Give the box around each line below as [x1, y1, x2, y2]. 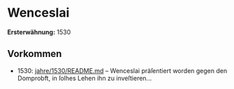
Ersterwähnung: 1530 [7, 28, 71, 36]
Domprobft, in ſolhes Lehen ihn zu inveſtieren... [17, 74, 152, 82]
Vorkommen [7, 48, 62, 60]
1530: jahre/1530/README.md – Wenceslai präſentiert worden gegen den [17, 66, 228, 74]
